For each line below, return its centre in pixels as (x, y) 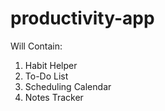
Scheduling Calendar (68, 86)
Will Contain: (36, 46)
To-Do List (46, 76)
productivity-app (82, 18)
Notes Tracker (54, 97)
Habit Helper (51, 65)
